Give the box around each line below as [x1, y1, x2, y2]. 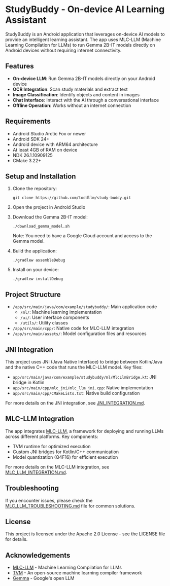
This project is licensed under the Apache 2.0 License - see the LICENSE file [5, 531, 165, 537]
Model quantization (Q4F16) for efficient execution [12, 454, 118, 460]
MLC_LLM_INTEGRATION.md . [5, 469, 67, 475]
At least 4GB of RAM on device [12, 146, 78, 153]
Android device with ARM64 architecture [12, 141, 98, 148]
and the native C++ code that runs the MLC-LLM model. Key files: [5, 364, 143, 370]
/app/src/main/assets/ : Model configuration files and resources [12, 331, 147, 337]
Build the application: [12, 248, 57, 254]
